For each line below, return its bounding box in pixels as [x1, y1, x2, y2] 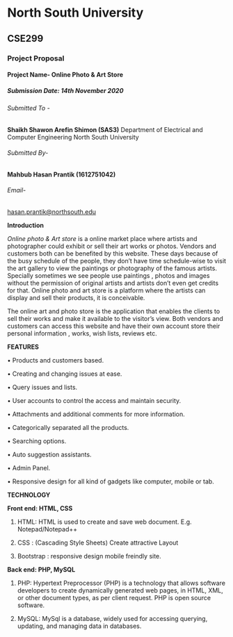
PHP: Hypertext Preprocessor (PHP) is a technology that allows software [17, 579, 226, 588]
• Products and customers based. [7, 356, 104, 365]
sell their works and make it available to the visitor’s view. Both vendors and [7, 315, 224, 323]
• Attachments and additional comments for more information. [7, 410, 186, 418]
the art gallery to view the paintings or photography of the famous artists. [7, 264, 218, 272]
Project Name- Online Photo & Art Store [7, 71, 124, 79]
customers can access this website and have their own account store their [7, 322, 220, 331]
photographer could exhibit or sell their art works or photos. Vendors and [7, 242, 217, 251]
